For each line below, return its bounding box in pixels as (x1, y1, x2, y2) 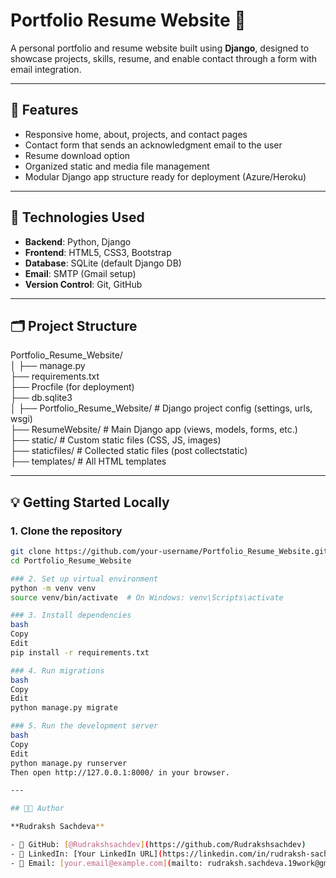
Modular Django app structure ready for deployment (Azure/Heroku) (24, 170, 307, 183)
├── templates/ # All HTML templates (10, 455, 167, 468)
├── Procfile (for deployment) (10, 381, 135, 393)
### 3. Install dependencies (10, 610, 132, 621)
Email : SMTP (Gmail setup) (24, 267, 137, 279)
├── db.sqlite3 (10, 392, 73, 404)
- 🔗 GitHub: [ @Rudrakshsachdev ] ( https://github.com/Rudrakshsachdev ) (10, 840, 307, 850)
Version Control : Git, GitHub (24, 278, 143, 290)
